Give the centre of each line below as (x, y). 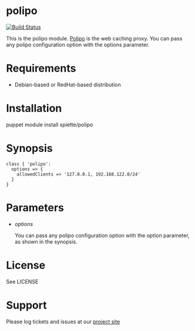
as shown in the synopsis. (46, 241)
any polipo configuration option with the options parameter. (78, 45)
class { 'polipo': (28, 164)
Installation (34, 108)
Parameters (35, 207)
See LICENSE (22, 281)
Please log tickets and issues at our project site (63, 322)
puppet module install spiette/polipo (50, 124)
